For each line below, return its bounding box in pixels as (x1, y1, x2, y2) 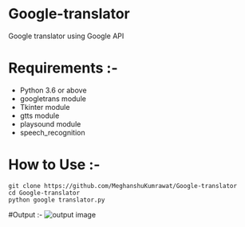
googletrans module (19, 93, 86, 104)
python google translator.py (8, 196, 105, 204)
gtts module (19, 111, 60, 120)
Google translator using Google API (8, 31, 124, 41)
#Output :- (8, 209, 43, 219)
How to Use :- (8, 156, 101, 174)
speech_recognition (19, 127, 85, 137)
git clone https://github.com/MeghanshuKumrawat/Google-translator (8, 182, 238, 190)
